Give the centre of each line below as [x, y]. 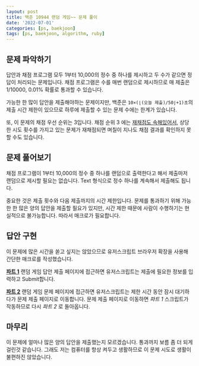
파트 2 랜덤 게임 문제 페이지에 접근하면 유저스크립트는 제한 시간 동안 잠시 [90, 291]
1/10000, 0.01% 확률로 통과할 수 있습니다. [55, 89]
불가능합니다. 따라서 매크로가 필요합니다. [73, 215]
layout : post [22, 12]
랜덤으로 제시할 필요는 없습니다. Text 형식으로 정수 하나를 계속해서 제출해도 [93, 180]
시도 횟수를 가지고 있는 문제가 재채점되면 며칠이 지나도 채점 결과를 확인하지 [99, 130]
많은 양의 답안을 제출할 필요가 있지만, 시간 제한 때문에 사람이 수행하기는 [101, 208]
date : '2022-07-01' [30, 23]
